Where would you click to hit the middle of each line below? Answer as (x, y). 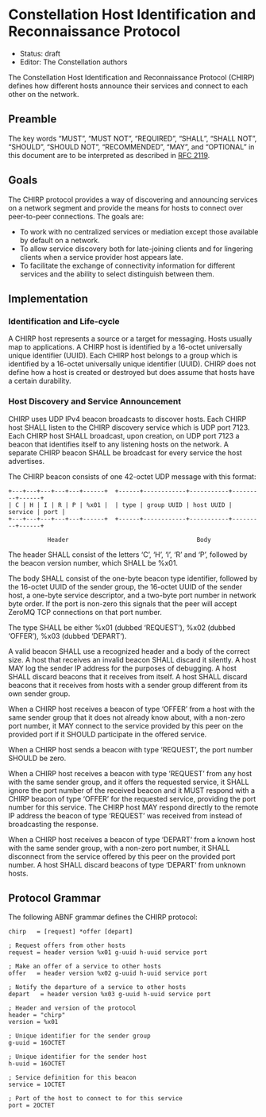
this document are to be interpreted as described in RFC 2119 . (109, 155)
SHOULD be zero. (37, 758)
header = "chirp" (37, 1015)
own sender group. (39, 694)
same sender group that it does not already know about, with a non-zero (127, 717)
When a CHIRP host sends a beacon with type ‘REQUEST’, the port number (131, 749)
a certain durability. (40, 381)
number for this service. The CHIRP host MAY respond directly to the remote (133, 807)
